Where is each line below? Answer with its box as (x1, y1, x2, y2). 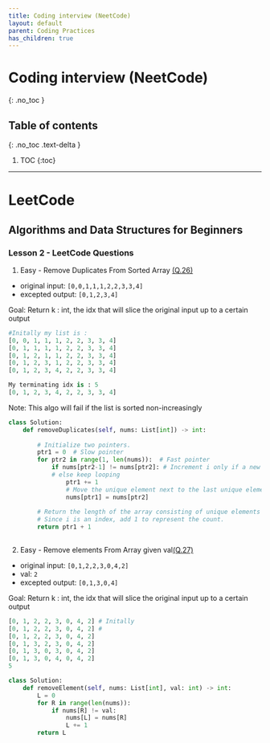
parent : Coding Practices (8, 27, 95, 35)
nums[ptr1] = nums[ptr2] (65, 493, 149, 501)
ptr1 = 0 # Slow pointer (37, 448, 125, 456)
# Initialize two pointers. (37, 441, 131, 449)
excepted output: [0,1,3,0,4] (19, 578, 119, 587)
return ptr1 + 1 (37, 523, 92, 531)
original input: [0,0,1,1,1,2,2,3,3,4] (19, 280, 143, 290)
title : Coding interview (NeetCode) (8, 11, 131, 20)
